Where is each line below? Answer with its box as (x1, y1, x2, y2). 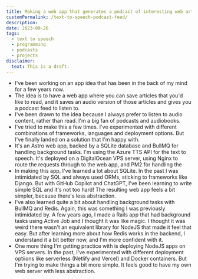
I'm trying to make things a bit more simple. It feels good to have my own (14, 261, 192, 268)
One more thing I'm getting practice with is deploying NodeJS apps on (14, 242, 186, 250)
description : (6, 19, 38, 25)
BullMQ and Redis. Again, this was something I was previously (14, 205, 166, 212)
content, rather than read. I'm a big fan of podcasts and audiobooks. (14, 117, 181, 124)
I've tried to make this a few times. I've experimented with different (14, 123, 177, 130)
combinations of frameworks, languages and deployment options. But (14, 130, 184, 137)
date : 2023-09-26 (6, 25, 49, 31)
